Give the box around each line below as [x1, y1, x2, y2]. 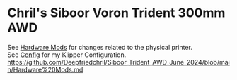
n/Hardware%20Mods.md [7, 65, 83, 74]
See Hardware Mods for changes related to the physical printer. [7, 43, 192, 51]
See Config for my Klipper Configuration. [7, 51, 127, 59]
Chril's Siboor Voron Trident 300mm [7, 5, 226, 21]
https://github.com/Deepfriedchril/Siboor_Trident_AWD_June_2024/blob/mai [7, 58, 230, 66]
